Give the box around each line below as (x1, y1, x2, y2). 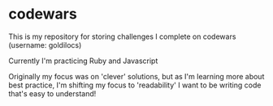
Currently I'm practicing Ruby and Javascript (8, 56, 158, 66)
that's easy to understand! (8, 88, 97, 98)
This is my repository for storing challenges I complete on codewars (8, 32, 236, 41)
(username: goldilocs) (8, 40, 82, 49)
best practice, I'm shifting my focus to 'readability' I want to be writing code (8, 80, 262, 90)
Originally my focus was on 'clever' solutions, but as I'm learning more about (8, 71, 265, 81)
